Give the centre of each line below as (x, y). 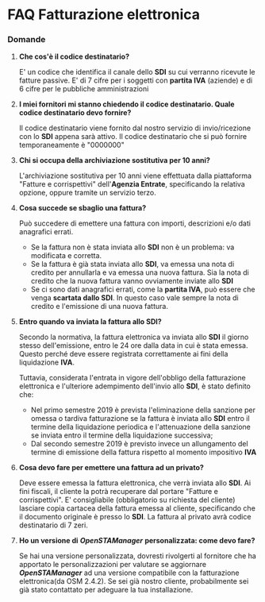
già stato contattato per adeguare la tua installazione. (106, 590)
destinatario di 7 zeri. (53, 525)
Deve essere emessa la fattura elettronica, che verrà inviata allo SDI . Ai (135, 483)
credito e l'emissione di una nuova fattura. (99, 307)
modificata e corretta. (66, 256)
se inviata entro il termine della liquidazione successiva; (122, 435)
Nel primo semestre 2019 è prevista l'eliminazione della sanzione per (143, 410)
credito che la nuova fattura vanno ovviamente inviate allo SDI (132, 281)
